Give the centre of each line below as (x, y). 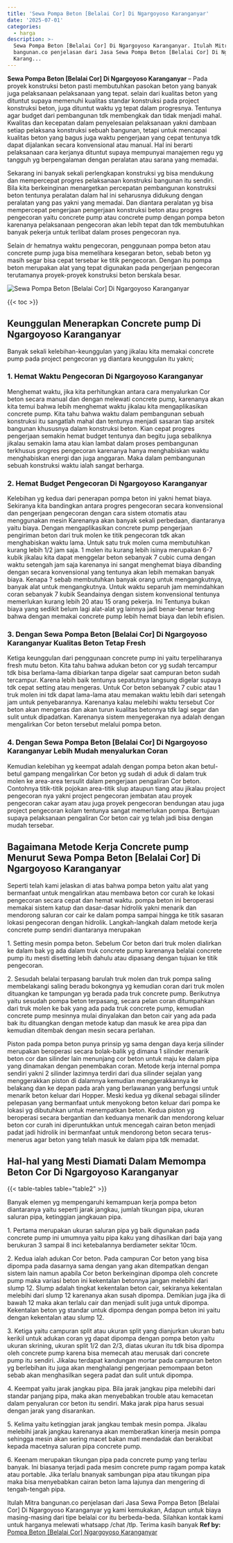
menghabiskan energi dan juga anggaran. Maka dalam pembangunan (106, 458)
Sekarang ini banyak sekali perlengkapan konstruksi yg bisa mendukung (110, 173)
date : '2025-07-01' (35, 20)
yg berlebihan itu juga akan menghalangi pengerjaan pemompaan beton (110, 1368)
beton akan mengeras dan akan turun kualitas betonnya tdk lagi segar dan (113, 710)
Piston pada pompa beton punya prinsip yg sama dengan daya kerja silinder (115, 1043)
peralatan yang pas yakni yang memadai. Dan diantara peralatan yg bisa (110, 203)
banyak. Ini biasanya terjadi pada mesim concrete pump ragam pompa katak (116, 1467)
